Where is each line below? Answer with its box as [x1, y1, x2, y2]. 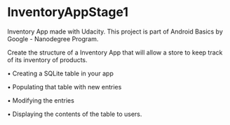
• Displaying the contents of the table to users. [7, 110, 142, 118]
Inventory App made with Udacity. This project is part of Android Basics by [7, 27, 223, 36]
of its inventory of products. [7, 55, 88, 64]
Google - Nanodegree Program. [7, 34, 99, 43]
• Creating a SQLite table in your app [7, 69, 114, 78]
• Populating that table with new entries [7, 82, 122, 91]
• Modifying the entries [7, 96, 75, 105]
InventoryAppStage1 [7, 4, 128, 20]
